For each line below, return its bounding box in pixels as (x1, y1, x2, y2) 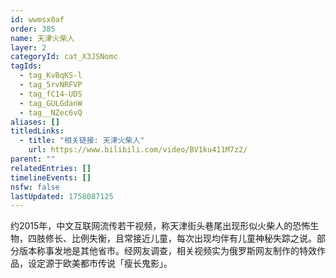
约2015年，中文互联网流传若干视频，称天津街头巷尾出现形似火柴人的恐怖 (10, 220, 311, 232)
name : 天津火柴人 (10, 33, 75, 43)
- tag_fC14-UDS (19, 89, 83, 99)
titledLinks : (10, 126, 65, 136)
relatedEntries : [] (10, 163, 92, 173)
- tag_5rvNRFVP (19, 80, 83, 90)
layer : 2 (10, 42, 47, 53)
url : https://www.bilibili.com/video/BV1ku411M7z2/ (28, 145, 248, 155)
